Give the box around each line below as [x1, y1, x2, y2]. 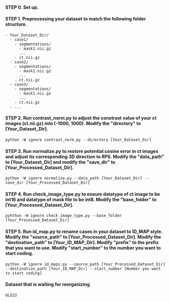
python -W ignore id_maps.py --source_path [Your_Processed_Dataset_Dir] [5, 262, 166, 267]
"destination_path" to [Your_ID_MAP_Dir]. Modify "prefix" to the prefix [5, 240, 159, 245]
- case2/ [10, 59, 29, 64]
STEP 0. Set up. [5, 4, 39, 10]
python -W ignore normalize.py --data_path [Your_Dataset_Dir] [5, 176, 143, 181]
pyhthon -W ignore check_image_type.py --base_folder [5, 213, 123, 219]
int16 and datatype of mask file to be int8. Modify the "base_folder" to [5, 196, 157, 202]
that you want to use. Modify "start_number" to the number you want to [5, 245, 161, 251]
